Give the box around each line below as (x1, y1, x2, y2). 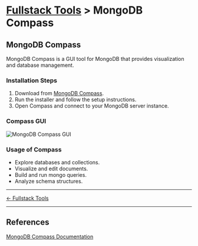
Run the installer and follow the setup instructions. (14, 96, 137, 103)
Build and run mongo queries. (14, 171, 87, 178)
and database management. (6, 61, 74, 69)
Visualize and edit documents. (14, 165, 88, 172)
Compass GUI (6, 117, 47, 125)
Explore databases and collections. (14, 158, 100, 166)
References (6, 217, 49, 228)
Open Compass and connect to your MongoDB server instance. (14, 102, 169, 109)
